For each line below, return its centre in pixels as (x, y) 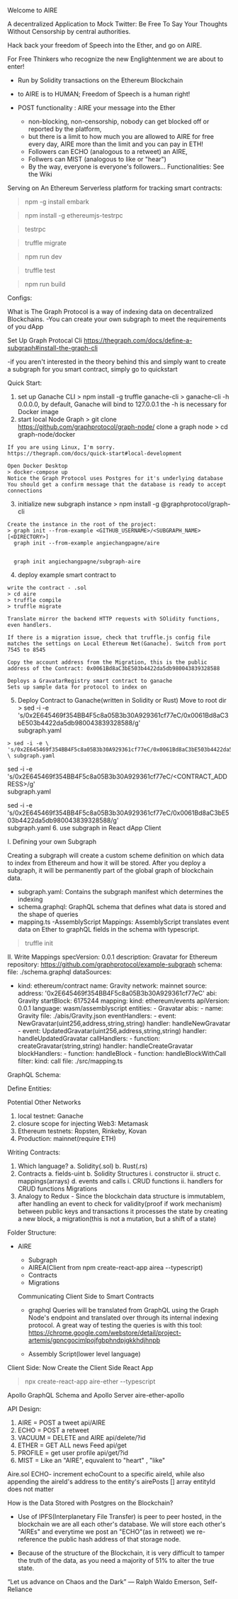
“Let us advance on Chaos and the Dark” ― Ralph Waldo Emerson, (104, 1582)
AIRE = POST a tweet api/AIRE (62, 1422)
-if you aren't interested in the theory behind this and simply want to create (117, 362)
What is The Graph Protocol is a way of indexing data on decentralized (110, 312)
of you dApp (25, 327)
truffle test (40, 270)
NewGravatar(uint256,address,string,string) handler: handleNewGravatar (124, 1023)
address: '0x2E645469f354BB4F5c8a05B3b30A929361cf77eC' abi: (117, 993)
